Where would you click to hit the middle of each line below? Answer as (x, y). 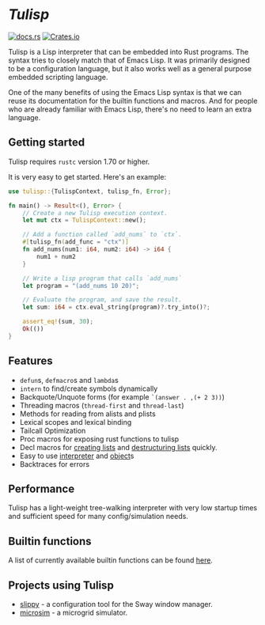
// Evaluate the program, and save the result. (102, 300)
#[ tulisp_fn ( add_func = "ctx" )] (76, 242)
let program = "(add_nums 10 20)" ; (81, 286)
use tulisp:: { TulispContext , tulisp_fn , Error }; (90, 191)
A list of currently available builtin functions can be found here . (111, 560)
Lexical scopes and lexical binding (76, 422)
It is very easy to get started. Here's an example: (87, 176)
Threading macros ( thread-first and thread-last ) (102, 405)
